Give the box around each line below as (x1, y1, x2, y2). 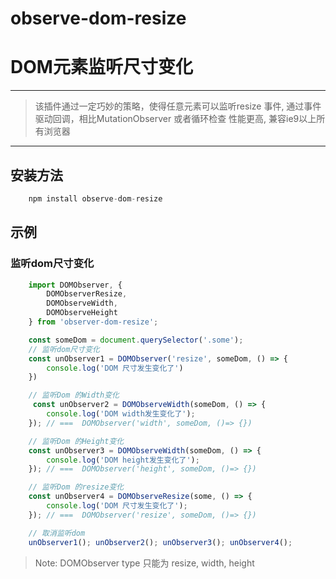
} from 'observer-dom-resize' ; (28, 317, 159, 327)
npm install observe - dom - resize (28, 193, 163, 204)
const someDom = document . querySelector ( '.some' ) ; (28, 335, 244, 345)
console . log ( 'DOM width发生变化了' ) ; (46, 409, 196, 419)
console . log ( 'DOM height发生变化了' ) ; (46, 455, 200, 465)
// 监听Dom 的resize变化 (28, 482, 125, 492)
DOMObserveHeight (46, 308, 118, 318)
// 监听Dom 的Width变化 (28, 390, 120, 401)
